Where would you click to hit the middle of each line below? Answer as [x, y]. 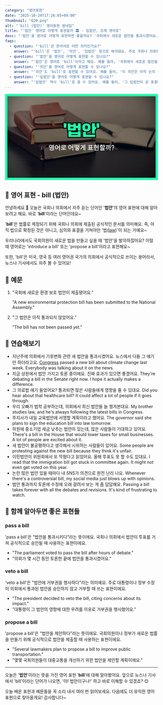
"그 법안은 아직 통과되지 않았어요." [44, 317]
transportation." [28, 654]
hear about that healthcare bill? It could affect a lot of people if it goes [82, 395]
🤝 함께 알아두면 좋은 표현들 [42, 512]
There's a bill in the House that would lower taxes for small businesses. [83, 434]
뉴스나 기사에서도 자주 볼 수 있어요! [38, 263]
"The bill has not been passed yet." [47, 327]
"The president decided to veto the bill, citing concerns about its [76, 598]
